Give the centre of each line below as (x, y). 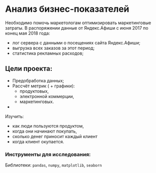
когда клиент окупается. (38, 141)
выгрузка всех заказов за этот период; (53, 48)
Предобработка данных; (38, 80)
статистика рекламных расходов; (48, 53)
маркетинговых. (37, 102)
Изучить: (15, 116)
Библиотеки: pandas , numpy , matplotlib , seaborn (54, 165)
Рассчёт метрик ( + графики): (43, 86)
